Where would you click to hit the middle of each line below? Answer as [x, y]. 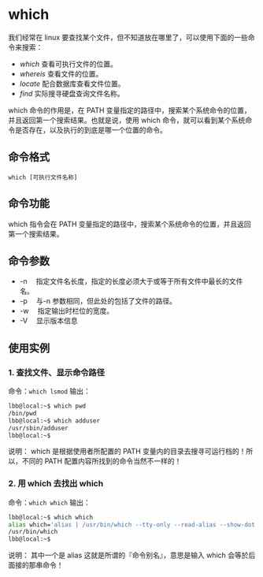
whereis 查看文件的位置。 [61, 73]
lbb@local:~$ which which [50, 517]
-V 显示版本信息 [49, 321]
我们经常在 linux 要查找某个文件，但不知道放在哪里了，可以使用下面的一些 [128, 37]
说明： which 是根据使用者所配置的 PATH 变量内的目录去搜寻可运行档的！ [127, 452]
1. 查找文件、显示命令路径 [56, 372]
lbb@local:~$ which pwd [47, 406]
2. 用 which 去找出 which [56, 484]
